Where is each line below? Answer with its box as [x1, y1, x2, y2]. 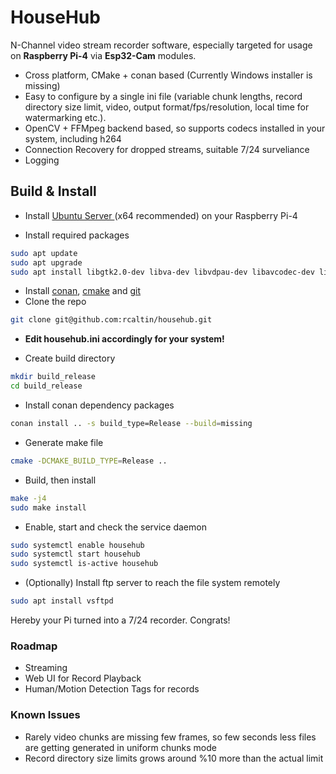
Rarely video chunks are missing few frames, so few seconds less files [24, 731, 317, 743]
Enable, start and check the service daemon [24, 521, 207, 533]
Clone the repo [24, 296, 87, 308]
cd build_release [10, 381, 83, 391]
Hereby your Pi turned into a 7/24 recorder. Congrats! [10, 614, 231, 626]
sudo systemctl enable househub [10, 540, 145, 550]
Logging [24, 154, 60, 166]
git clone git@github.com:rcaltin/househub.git [10, 315, 213, 325]
